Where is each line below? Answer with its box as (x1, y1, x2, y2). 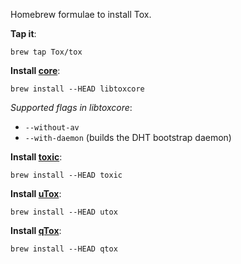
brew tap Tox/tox (10, 47, 83, 57)
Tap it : (10, 28, 37, 39)
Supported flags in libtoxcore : (10, 102, 133, 113)
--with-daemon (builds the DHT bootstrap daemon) (24, 132, 232, 143)
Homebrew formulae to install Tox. (10, 9, 152, 20)
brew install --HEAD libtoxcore (10, 84, 145, 94)
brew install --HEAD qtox (10, 244, 118, 254)
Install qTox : (10, 225, 62, 236)
